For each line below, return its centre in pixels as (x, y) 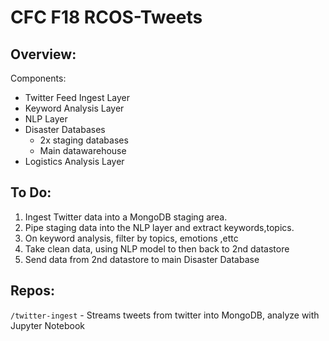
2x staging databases (84, 140)
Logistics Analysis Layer (74, 161)
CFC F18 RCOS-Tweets (106, 17)
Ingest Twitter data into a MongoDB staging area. (126, 217)
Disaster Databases (65, 129)
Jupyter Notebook (48, 325)
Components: (38, 78)
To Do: (31, 192)
